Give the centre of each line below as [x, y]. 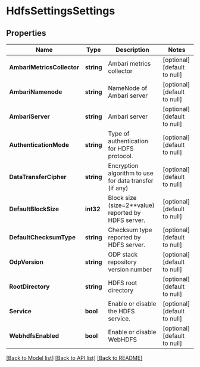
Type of [119, 134]
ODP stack [123, 255]
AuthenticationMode [39, 145]
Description [132, 50]
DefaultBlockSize [34, 209]
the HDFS [121, 311]
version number [130, 269]
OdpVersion [26, 262]
